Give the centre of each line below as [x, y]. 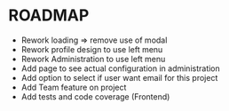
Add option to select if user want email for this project [119, 77]
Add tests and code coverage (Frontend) [95, 96]
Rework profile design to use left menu [92, 49]
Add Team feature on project [74, 87]
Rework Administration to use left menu [93, 59]
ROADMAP [49, 16]
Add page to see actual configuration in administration [121, 68]
